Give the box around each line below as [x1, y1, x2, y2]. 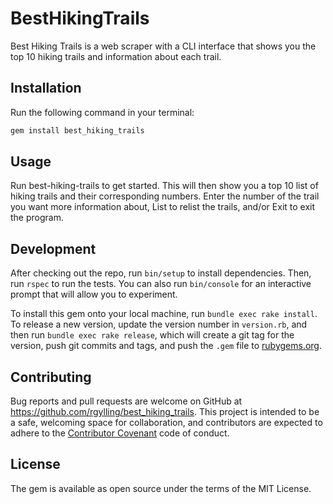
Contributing [10, 368, 92, 386]
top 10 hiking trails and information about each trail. [10, 50, 222, 62]
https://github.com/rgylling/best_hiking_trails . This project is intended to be [10, 406, 320, 418]
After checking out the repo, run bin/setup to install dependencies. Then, [10, 267, 312, 279]
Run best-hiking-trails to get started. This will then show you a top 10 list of [10, 180, 319, 192]
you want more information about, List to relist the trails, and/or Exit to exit [10, 201, 316, 213]
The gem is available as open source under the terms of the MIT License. [10, 482, 312, 494]
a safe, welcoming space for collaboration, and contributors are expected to [10, 417, 323, 429]
